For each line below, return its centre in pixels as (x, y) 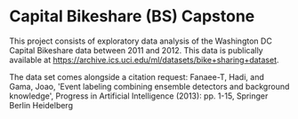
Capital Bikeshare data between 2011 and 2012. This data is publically (137, 50)
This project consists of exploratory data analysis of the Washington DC (141, 41)
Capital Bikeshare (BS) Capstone (132, 16)
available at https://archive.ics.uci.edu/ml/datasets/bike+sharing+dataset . (144, 59)
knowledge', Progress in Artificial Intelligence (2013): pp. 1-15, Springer (139, 96)
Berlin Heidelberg (41, 105)
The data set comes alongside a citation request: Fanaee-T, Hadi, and (137, 76)
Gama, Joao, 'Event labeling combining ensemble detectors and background (149, 86)
